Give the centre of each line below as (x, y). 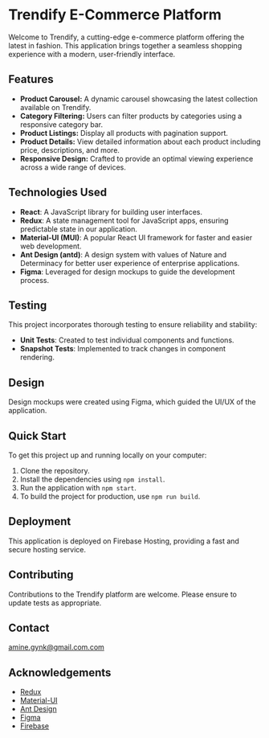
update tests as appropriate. (55, 603)
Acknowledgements (60, 672)
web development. (51, 246)
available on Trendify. (55, 107)
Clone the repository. (55, 471)
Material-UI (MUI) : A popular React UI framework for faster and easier (136, 237)
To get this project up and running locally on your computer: (108, 455)
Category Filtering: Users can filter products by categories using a (131, 116)
